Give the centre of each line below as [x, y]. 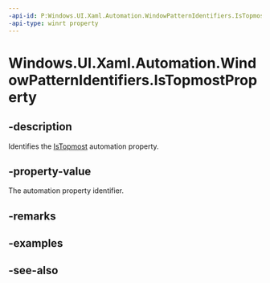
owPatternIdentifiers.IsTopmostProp [133, 80]
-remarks [32, 216]
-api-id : [23, 16]
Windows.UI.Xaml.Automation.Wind [133, 63]
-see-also [33, 271]
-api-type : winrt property [53, 23]
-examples [36, 243]
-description [40, 127]
